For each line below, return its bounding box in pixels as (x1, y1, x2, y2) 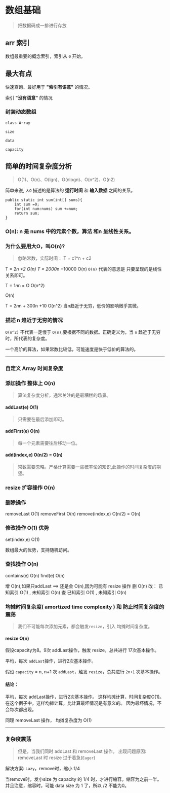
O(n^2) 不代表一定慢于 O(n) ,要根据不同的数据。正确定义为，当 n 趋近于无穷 (5, 329, 161, 335)
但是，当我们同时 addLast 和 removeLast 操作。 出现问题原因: (17, 748, 147, 754)
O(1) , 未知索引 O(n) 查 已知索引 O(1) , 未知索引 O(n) (19, 589, 127, 595)
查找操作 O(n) (5, 561, 39, 568)
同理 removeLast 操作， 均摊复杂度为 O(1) (5, 717, 92, 723)
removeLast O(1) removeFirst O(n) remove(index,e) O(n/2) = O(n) (5, 511, 141, 517)
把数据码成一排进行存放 (17, 22, 67, 28)
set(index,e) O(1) (5, 536, 40, 542)
